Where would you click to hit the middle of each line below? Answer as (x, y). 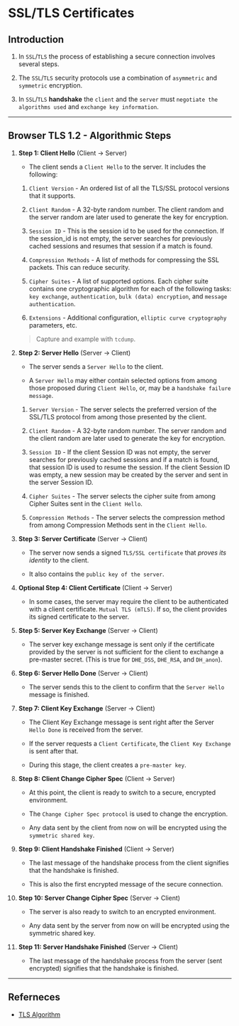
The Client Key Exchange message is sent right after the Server (122, 722)
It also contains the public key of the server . (97, 574)
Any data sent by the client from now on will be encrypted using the (128, 827)
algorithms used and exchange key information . (88, 107)
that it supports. (52, 195)
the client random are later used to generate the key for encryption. (127, 438)
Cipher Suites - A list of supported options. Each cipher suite (118, 281)
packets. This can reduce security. (79, 267)
